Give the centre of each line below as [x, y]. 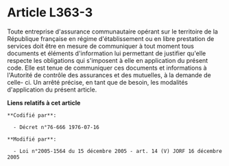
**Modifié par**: [32, 139]
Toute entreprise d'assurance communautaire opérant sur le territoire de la [112, 31]
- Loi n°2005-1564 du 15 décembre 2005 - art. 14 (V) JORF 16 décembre [118, 151]
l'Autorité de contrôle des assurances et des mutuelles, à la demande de [109, 75]
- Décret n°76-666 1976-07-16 [56, 127]
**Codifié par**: [32, 115]
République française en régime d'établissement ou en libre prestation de [111, 38]
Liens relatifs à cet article [44, 102]
